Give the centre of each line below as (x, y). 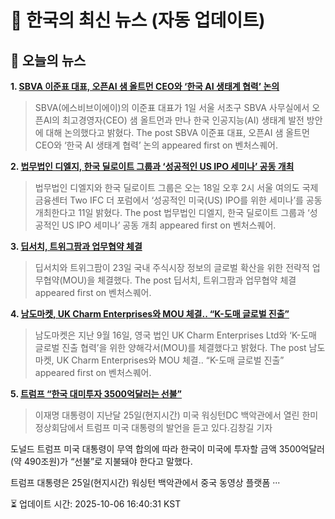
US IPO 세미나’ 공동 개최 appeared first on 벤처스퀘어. (169, 225)
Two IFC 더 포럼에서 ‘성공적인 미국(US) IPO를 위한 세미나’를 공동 (196, 200)
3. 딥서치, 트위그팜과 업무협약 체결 (76, 246)
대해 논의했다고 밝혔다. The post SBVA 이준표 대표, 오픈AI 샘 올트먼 (177, 132)
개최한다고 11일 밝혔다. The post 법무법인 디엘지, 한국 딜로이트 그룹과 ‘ (172, 212)
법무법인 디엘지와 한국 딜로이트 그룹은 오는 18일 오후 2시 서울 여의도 (167, 187)
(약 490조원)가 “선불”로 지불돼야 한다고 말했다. (101, 461)
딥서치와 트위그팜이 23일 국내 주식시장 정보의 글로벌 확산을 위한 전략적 (172, 267)
